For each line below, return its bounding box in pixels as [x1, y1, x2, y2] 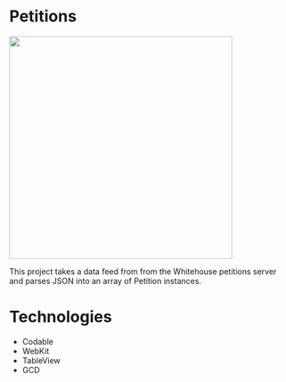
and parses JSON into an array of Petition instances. [9, 275, 202, 286]
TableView [21, 354, 61, 366]
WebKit [21, 345, 50, 356]
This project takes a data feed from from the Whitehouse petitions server [9, 265, 277, 277]
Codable [21, 336, 53, 346]
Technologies [9, 307, 113, 327]
